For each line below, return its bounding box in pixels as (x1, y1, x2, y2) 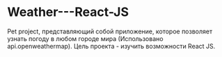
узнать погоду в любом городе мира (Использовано (7, 34, 164, 42)
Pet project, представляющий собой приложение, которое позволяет (7, 27, 213, 35)
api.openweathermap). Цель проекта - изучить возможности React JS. (7, 42, 216, 50)
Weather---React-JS (7, 4, 129, 20)
